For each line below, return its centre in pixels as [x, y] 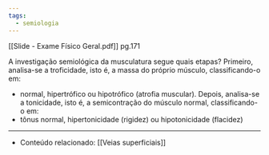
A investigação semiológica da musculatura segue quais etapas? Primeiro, [131, 62]
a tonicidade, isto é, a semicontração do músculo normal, [114, 102]
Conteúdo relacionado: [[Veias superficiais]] [93, 142]
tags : [17, 16]
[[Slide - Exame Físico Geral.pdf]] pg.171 [74, 46]
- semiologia [37, 23]
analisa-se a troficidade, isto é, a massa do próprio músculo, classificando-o [134, 70]
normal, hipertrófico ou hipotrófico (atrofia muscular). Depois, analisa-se [140, 93]
